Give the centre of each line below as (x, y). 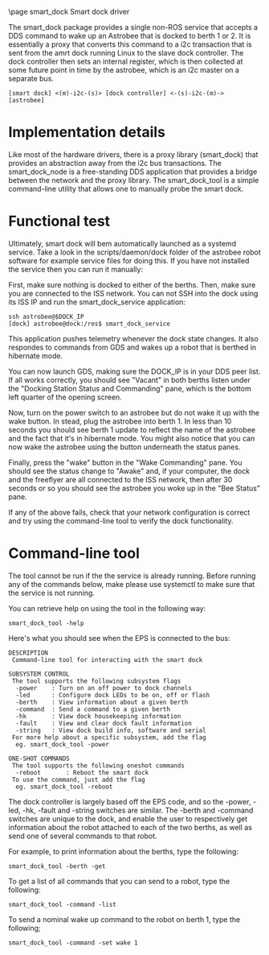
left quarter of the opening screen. (65, 397)
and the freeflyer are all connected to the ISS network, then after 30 (120, 479)
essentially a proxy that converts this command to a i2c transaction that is (130, 44)
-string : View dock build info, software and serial (111, 730)
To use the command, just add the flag (79, 779)
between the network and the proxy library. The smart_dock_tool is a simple (134, 180)
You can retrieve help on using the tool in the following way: (107, 608)
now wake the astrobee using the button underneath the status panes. (124, 447)
